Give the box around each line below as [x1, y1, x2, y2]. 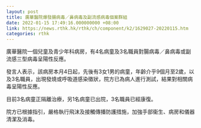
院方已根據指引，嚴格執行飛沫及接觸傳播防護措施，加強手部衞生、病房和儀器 [6, 108, 195, 115]
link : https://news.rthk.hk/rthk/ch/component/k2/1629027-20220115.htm [6, 25, 188, 32]
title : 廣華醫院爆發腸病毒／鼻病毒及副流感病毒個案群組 [6, 14, 127, 20]
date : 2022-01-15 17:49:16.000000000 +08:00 [6, 20, 119, 26]
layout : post [6, 8, 39, 15]
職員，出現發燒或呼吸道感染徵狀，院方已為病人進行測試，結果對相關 [20, 76, 188, 83]
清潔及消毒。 [6, 115, 38, 123]
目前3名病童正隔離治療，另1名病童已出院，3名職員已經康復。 [6, 96, 157, 103]
